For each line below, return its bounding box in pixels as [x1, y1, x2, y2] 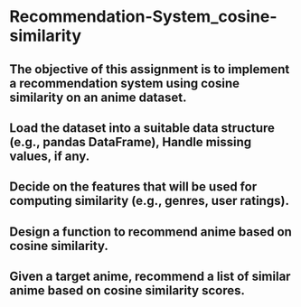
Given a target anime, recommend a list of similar [9, 269, 291, 284]
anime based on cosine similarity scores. [9, 283, 246, 299]
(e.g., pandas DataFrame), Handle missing [9, 134, 251, 150]
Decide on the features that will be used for [9, 179, 258, 195]
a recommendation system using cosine [9, 75, 240, 91]
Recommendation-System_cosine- [9, 6, 277, 27]
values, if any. [9, 148, 90, 163]
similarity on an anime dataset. [9, 89, 187, 105]
